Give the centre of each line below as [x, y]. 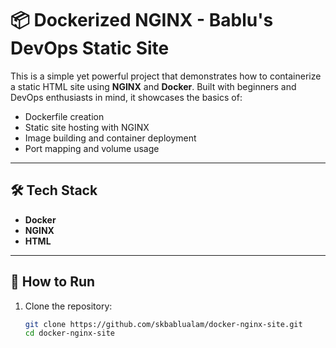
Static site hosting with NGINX [87, 127]
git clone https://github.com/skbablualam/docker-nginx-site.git [163, 324]
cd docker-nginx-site [69, 333]
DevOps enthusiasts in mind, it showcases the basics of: [126, 97]
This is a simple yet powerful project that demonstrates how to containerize [166, 76]
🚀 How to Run [53, 282]
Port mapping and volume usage [92, 148]
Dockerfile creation [64, 116]
